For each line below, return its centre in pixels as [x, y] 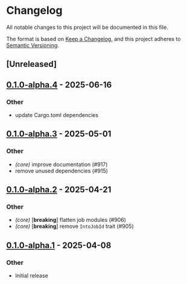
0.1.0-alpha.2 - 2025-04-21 [59, 190]
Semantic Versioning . [33, 45]
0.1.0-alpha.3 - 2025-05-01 [59, 134]
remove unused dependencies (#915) [62, 171]
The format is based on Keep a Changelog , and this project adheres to [93, 39]
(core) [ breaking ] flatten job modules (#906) [71, 220]
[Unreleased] [32, 64]
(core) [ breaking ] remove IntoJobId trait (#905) [74, 226]
